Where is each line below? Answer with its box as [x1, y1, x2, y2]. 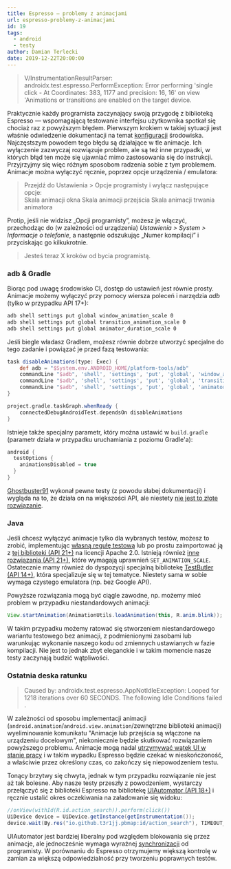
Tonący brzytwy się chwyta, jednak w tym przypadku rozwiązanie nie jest [7, 772, 217, 780]
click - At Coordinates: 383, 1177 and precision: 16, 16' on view [23, 88, 201, 96]
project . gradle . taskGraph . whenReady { [7, 402, 118, 410]
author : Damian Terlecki [7, 49, 78, 56]
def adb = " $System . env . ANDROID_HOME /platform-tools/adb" [19, 364, 189, 372]
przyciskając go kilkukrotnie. [7, 238, 88, 247]
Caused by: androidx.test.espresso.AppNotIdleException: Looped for [23, 687, 219, 695]
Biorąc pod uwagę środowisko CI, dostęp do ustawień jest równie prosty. [7, 284, 214, 293]
